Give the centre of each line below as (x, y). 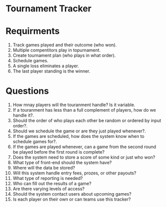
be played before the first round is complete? (59, 152)
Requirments (33, 31)
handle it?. (23, 115)
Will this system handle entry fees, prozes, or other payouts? (74, 173)
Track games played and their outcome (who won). (65, 45)
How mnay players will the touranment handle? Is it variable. (74, 105)
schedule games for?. (35, 142)
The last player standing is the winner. (51, 71)
